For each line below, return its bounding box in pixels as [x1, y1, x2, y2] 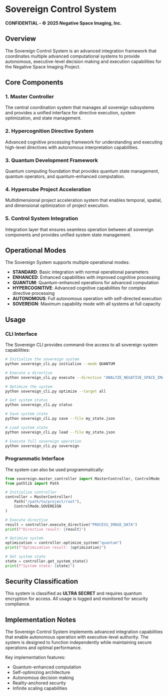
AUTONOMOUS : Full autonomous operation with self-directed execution [12, 296, 162, 302]
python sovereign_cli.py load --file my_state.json [5, 430, 115, 435]
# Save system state [5, 411, 48, 417]
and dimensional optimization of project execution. [5, 202, 109, 208]
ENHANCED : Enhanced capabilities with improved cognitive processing [12, 274, 160, 280]
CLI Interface [5, 330, 37, 337]
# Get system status [5, 398, 48, 403]
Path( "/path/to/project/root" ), [14, 499, 81, 504]
